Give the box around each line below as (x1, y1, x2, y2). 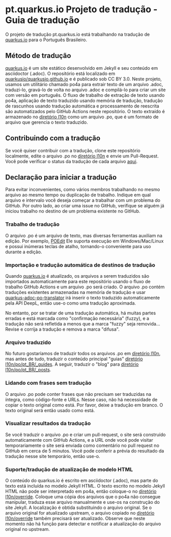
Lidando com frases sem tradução (5, 380, 92, 387)
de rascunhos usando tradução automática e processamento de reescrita (5, 103, 159, 109)
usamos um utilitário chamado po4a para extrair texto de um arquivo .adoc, (5, 81, 163, 87)
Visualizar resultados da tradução (5, 420, 91, 427)
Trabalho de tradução (5, 221, 60, 228)
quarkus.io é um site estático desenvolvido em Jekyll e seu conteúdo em (5, 65, 158, 71)
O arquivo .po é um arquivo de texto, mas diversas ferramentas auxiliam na (5, 232, 163, 238)
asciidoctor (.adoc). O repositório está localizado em (5, 70, 116, 76)
